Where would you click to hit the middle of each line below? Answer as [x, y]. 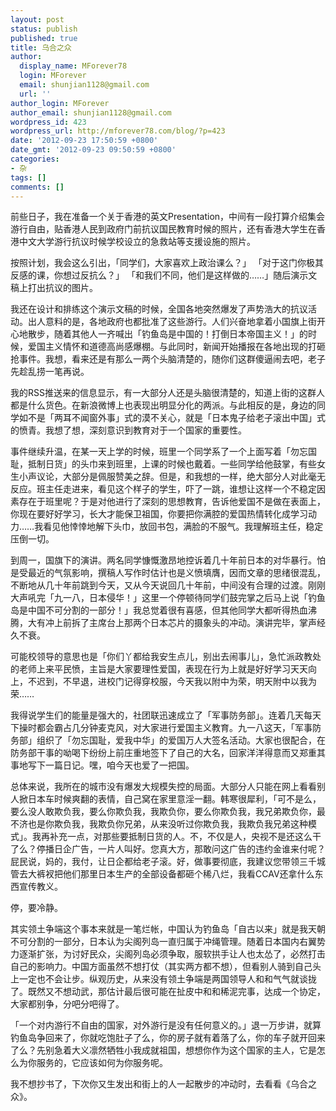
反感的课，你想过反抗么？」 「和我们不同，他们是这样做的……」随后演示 [159, 275]
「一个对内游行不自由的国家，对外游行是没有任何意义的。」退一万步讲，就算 [166, 1025]
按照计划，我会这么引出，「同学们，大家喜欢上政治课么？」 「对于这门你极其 [167, 263]
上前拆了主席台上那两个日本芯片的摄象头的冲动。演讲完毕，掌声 [185, 623]
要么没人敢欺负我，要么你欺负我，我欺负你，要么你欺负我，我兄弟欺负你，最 [168, 812]
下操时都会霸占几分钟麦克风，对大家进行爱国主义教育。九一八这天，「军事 [161, 728]
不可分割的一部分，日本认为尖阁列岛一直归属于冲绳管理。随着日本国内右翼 [163, 942]
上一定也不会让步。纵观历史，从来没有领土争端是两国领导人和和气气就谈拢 [163, 979]
